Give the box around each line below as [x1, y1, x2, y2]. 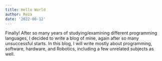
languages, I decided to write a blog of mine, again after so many [5, 35, 139, 41]
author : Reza [5, 12, 32, 17]
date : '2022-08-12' [5, 16, 46, 21]
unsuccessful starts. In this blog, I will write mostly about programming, [5, 41, 152, 47]
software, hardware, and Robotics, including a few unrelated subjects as [5, 46, 154, 52]
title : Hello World [5, 7, 46, 12]
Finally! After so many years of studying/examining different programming [5, 30, 157, 36]
